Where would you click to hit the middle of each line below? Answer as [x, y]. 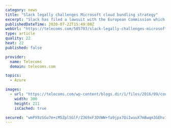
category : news [21, 10]
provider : [16, 57]
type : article [20, 34]
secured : [15, 117]
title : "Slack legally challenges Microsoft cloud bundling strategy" [82, 15]
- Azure [18, 80]
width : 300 [26, 99]
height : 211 [27, 104]
